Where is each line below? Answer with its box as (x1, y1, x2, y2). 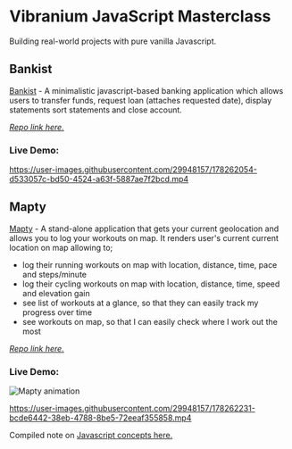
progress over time (21, 306, 92, 318)
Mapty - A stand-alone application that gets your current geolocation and (9, 223, 279, 234)
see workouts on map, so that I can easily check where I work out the (21, 316, 279, 327)
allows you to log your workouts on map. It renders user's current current (9, 232, 279, 243)
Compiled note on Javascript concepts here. (9, 430, 173, 441)
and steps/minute (21, 269, 88, 279)
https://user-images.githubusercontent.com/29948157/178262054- (9, 164, 257, 175)
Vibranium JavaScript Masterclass (9, 6, 271, 27)
